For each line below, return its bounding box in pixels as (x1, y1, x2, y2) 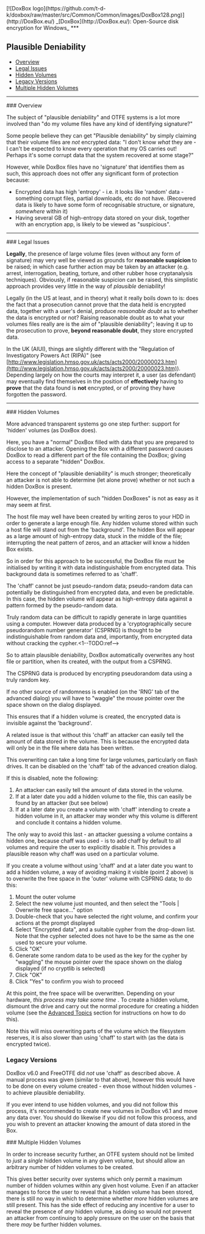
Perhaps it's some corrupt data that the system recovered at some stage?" (6, 151, 194, 158)
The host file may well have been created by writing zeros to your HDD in (6, 512, 190, 520)
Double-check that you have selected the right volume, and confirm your (15, 912, 198, 920)
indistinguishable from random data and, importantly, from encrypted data (6, 633, 193, 640)
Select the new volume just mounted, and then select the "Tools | (15, 900, 179, 907)
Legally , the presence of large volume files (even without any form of (6, 249, 181, 257)
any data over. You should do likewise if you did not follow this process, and (6, 1114, 197, 1121)
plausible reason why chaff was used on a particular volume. (6, 850, 159, 857)
